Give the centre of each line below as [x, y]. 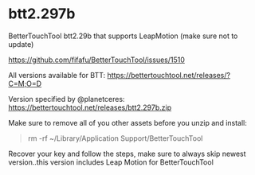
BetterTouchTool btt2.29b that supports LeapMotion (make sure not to [123, 36]
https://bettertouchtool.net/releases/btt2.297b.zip [90, 107]
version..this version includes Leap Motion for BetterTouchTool [111, 162]
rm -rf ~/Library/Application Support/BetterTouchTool [115, 138]
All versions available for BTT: [57, 75]
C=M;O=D [25, 84]
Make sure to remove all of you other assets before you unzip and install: [127, 122]
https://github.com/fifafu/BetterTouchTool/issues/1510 [97, 60]
